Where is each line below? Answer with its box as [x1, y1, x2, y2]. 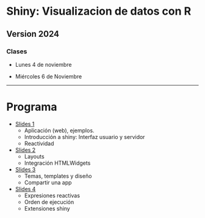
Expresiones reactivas [24, 192, 81, 199]
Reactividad [24, 140, 54, 147]
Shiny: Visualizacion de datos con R [6, 4, 192, 18]
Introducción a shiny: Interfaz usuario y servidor [24, 133, 145, 140]
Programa [6, 100, 57, 114]
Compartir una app [24, 179, 72, 186]
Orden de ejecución [24, 198, 74, 206]
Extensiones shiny [24, 205, 70, 212]
